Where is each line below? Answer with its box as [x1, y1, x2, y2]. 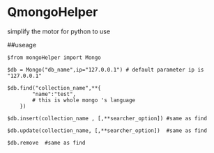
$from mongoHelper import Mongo [7, 54, 101, 61]
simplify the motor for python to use [7, 27, 110, 35]
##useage [7, 40, 37, 49]
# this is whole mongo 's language [32, 97, 136, 104]
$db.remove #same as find [7, 139, 86, 146]
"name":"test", [32, 90, 77, 97]
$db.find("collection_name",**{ [7, 84, 101, 91]
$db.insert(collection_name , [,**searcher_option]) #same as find [7, 115, 208, 122]
